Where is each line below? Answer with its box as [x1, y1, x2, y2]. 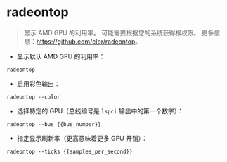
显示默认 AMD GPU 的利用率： [16, 52, 105, 61]
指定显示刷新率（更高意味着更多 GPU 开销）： [16, 134, 148, 142]
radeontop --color [6, 93, 60, 101]
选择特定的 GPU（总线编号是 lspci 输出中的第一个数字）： [16, 106, 184, 115]
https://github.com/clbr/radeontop [36, 37, 136, 46]
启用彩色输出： [16, 79, 60, 88]
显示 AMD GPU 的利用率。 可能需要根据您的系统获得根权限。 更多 [23, 28, 214, 37]
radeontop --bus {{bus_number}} [6, 120, 101, 127]
